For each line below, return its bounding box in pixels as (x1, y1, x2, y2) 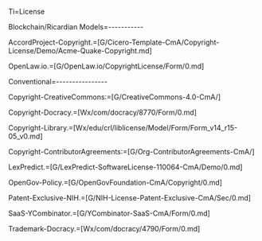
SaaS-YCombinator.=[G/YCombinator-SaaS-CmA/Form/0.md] (8, 208, 211, 218)
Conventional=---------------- (8, 77, 108, 86)
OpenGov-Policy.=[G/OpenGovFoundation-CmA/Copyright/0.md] (8, 178, 223, 187)
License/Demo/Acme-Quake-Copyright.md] (8, 46, 153, 55)
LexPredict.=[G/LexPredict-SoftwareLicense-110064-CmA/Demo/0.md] (8, 162, 243, 172)
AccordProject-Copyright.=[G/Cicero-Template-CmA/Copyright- (8, 37, 220, 47)
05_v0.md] (8, 131, 43, 141)
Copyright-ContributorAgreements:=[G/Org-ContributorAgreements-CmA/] (8, 147, 255, 156)
